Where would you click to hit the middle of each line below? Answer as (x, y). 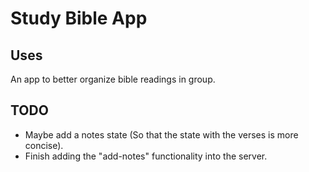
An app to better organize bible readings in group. (113, 79)
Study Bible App (79, 18)
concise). (44, 145)
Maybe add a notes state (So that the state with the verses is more (161, 134)
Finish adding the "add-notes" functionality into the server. (146, 156)
